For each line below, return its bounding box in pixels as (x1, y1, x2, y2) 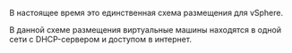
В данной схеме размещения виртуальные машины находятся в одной (9, 25, 282, 34)
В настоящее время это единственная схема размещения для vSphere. (9, 8, 284, 18)
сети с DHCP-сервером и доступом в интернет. (9, 34, 193, 44)
